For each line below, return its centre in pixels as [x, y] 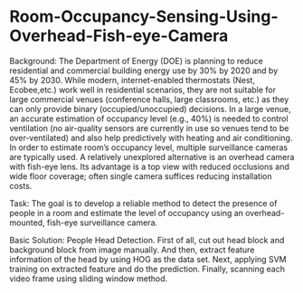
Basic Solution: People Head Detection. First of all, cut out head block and [147, 240]
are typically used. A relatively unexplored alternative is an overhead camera [152, 156]
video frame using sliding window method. [89, 279]
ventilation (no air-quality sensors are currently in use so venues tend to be [149, 128]
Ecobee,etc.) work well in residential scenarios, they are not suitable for [142, 90]
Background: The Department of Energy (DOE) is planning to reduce [137, 61]
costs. [21, 185]
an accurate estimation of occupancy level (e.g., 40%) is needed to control [149, 118]
